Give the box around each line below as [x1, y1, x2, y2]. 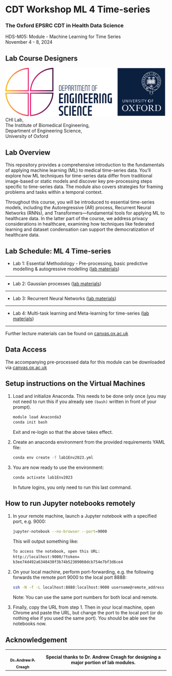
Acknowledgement [5, 635, 68, 644]
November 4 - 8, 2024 [5, 39, 53, 45]
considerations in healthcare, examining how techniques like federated [5, 221, 155, 227]
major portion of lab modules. [71, 660, 136, 666]
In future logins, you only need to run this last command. [12, 484, 132, 490]
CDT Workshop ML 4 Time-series [5, 4, 150, 15]
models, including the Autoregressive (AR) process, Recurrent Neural [5, 205, 151, 211]
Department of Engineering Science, [5, 127, 82, 134]
